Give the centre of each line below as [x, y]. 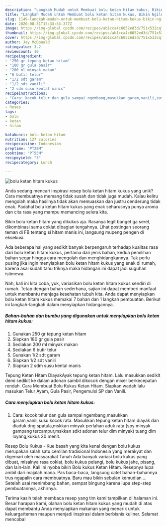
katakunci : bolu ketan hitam [35, 135]
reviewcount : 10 [22, 51]
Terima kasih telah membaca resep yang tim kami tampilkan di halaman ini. [82, 498]
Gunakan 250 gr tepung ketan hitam [49, 334]
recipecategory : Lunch [29, 163]
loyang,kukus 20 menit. [36, 436]
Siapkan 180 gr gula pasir [38, 339]
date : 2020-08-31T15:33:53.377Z [39, 24]
